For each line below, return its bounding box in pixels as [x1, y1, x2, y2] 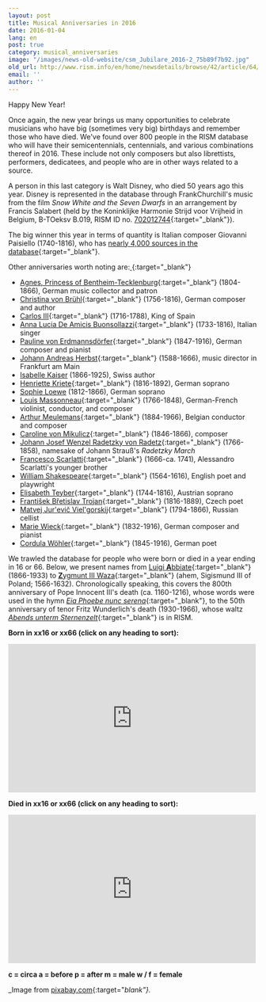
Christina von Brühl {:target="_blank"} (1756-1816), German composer [19, 294, 246, 303]
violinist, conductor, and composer [19, 403, 133, 413]
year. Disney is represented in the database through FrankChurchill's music [8, 189, 253, 199]
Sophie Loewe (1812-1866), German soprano [19, 387, 165, 396]
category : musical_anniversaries [8, 48, 119, 56]
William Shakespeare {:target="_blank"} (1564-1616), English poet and [19, 471, 247, 480]
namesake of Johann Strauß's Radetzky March [42, 445, 196, 455]
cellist [19, 512, 40, 523]
